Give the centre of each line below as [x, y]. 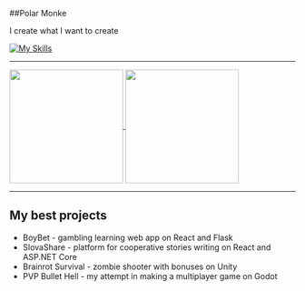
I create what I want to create [64, 30]
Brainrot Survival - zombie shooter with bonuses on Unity [130, 266]
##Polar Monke [38, 13]
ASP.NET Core [49, 256]
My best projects [58, 216]
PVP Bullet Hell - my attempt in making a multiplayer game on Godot [150, 276]
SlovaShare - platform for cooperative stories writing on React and [147, 247]
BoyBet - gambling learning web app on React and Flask [128, 237]
